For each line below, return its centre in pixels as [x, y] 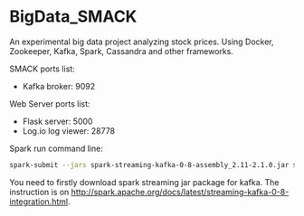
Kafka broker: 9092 [59, 86]
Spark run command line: [57, 148]
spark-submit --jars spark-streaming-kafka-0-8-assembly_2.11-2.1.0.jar [149, 164]
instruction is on [39, 192]
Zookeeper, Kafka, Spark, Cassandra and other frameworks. [121, 51]
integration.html [39, 202]
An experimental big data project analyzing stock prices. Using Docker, [142, 42]
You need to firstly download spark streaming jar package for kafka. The [144, 182]
